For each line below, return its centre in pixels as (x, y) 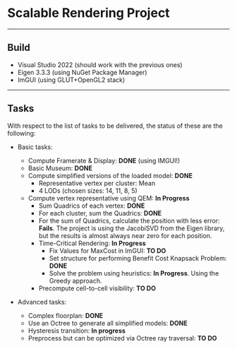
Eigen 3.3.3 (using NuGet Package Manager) (82, 72)
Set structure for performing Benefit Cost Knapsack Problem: (138, 258)
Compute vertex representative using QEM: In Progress (109, 198)
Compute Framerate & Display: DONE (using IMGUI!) (104, 160)
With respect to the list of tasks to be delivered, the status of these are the (115, 126)
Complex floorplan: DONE (66, 315)
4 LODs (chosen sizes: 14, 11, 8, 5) (88, 190)
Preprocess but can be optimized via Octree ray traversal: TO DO (122, 338)
